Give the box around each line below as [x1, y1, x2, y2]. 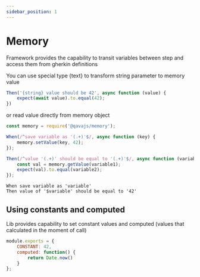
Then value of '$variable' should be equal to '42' [6, 188, 137, 194]
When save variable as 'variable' [6, 183, 92, 189]
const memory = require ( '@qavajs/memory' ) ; [6, 123, 116, 129]
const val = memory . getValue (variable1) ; [17, 161, 121, 167]
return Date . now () [27, 254, 73, 261]
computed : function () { [17, 249, 76, 255]
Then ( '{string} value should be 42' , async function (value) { [6, 90, 167, 96]
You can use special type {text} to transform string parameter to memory [6, 72, 185, 79]
